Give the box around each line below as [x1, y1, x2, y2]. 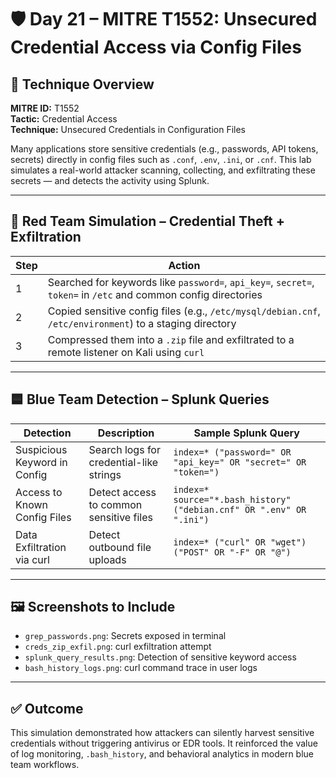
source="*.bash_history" [173, 494, 292, 505]
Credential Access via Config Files [10, 36, 302, 59]
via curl [15, 552, 50, 566]
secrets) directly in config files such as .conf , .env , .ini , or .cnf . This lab [10, 154, 312, 165]
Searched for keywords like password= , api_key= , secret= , [47, 275, 315, 289]
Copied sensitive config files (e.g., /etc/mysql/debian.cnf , [47, 304, 321, 318]
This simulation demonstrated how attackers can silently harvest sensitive [10, 727, 315, 739]
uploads [88, 552, 127, 566]
